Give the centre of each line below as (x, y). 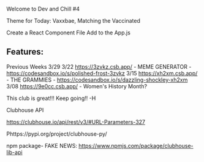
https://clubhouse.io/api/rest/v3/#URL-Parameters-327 (76, 121)
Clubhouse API (25, 110)
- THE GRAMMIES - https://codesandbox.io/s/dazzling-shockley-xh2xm (97, 80)
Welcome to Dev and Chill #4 (43, 9)
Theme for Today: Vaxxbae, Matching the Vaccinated (74, 21)
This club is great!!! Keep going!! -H (51, 98)
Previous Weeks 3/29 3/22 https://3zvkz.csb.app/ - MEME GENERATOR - (99, 66)
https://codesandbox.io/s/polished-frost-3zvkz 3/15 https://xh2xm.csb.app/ (102, 73)
